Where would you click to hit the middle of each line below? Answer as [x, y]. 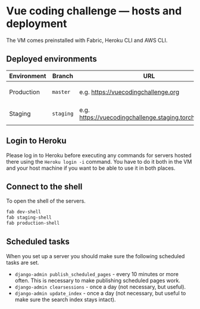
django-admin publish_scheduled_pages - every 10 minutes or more [96, 274]
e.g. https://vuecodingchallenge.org [129, 92]
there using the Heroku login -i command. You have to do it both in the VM [99, 161]
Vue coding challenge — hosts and [94, 11]
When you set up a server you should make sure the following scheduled [96, 256]
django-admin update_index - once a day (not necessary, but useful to [100, 293]
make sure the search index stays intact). [65, 299]
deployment [37, 24]
